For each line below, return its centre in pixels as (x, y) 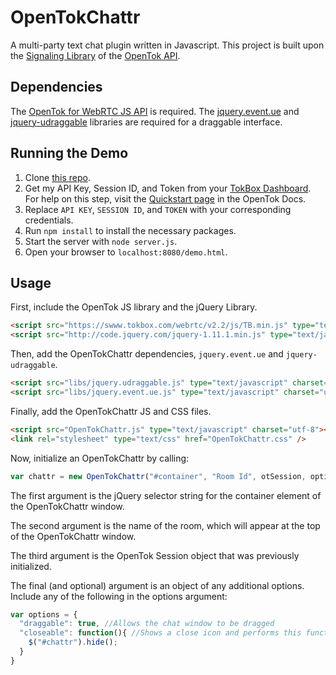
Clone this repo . (57, 177)
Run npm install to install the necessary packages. (130, 230)
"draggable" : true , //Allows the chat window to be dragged (147, 624)
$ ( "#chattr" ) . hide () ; (73, 642)
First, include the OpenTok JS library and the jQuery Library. (134, 307)
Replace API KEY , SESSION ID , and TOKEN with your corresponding (158, 209)
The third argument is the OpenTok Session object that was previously (155, 555)
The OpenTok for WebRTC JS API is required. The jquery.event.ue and (155, 111)
